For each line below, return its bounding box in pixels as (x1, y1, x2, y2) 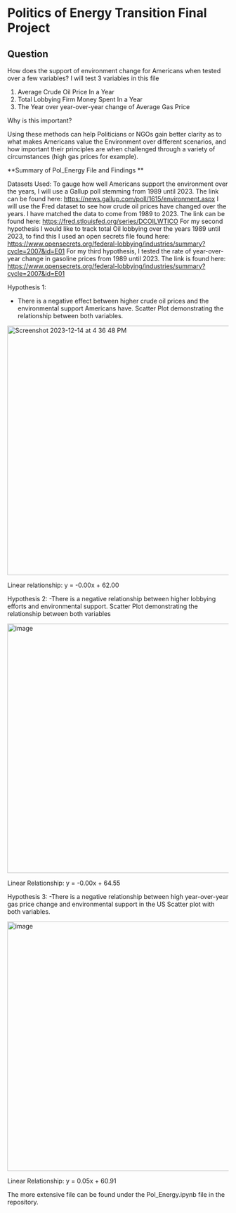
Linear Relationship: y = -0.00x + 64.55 (7, 879, 121, 887)
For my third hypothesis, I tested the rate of (66, 247, 192, 255)
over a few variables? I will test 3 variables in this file (7, 74, 159, 82)
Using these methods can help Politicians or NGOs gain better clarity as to (7, 130, 223, 138)
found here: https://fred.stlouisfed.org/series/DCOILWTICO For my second (7, 217, 223, 225)
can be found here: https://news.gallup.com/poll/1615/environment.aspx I (7, 195, 219, 203)
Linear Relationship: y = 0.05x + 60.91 (7, 1177, 117, 1185)
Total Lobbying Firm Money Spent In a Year (17, 95, 143, 103)
